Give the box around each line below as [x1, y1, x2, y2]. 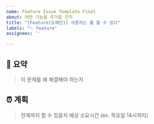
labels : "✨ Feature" [6, 25, 58, 31]
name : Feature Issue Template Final [6, 8, 96, 15]
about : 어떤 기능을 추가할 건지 [6, 14, 73, 20]
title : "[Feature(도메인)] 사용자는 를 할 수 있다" [6, 19, 120, 25]
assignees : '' [6, 31, 41, 37]
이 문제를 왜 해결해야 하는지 [20, 76, 84, 83]
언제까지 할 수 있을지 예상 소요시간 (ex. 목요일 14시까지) [20, 112, 149, 119]
